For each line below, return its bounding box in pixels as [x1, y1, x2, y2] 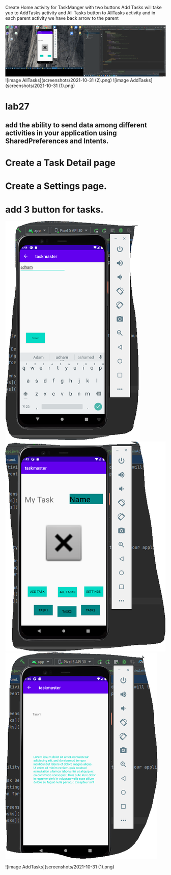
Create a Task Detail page [5, 157, 116, 169]
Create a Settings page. [5, 180, 107, 192]
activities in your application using [5, 129, 117, 138]
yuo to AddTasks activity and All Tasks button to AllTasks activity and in [5, 10, 156, 16]
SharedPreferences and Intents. [5, 137, 109, 146]
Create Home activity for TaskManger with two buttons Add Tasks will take [5, 5, 162, 10]
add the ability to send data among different [5, 121, 148, 129]
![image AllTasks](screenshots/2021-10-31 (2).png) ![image [5, 77, 129, 84]
